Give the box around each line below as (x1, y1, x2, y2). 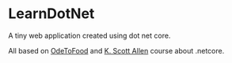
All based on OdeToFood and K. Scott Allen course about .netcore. (8, 46, 225, 55)
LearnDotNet (8, 5, 95, 23)
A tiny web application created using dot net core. (8, 31, 171, 40)
